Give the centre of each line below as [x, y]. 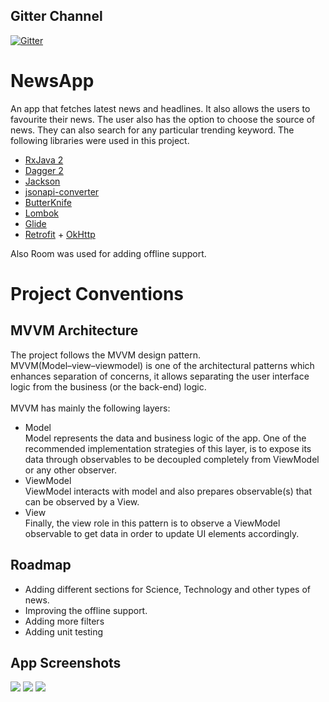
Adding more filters [64, 621]
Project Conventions [97, 293]
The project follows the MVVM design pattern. [105, 355]
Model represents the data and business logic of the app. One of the [165, 438]
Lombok [42, 213]
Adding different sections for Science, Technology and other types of [167, 589]
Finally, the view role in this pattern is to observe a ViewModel [152, 523]
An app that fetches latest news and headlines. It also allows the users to [160, 108]
